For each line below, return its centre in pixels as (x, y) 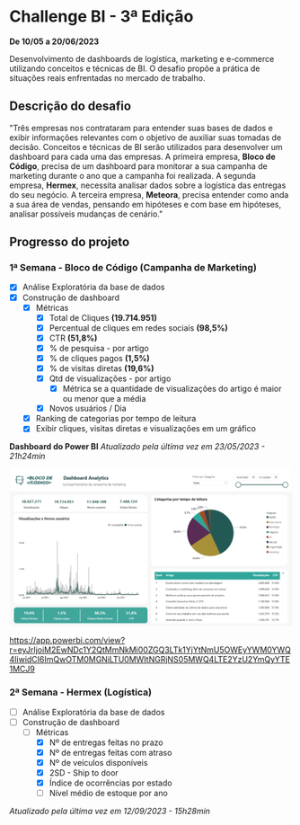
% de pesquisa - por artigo (99, 348)
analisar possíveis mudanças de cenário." (86, 214)
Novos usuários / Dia (88, 408)
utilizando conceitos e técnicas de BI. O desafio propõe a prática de (135, 68)
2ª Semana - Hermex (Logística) (81, 692)
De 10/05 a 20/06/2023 (54, 41)
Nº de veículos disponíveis (98, 762)
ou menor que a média (104, 399)
